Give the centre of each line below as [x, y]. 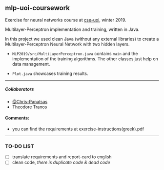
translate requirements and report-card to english [62, 157]
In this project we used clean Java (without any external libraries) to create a [82, 39]
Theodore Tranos [30, 107]
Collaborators [20, 89]
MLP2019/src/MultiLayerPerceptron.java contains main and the [75, 53]
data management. [31, 64]
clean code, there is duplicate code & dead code [61, 162]
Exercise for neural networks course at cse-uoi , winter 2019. [66, 20]
